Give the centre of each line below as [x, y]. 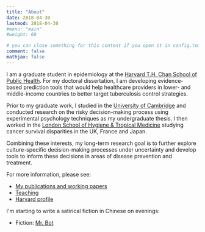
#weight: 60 [21, 35]
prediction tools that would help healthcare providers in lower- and [107, 87]
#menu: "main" [24, 29]
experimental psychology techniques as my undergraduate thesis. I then [97, 118]
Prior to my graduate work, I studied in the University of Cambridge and [96, 105]
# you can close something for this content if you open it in [88, 46]
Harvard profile [34, 199]
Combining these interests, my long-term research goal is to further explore [101, 143]
